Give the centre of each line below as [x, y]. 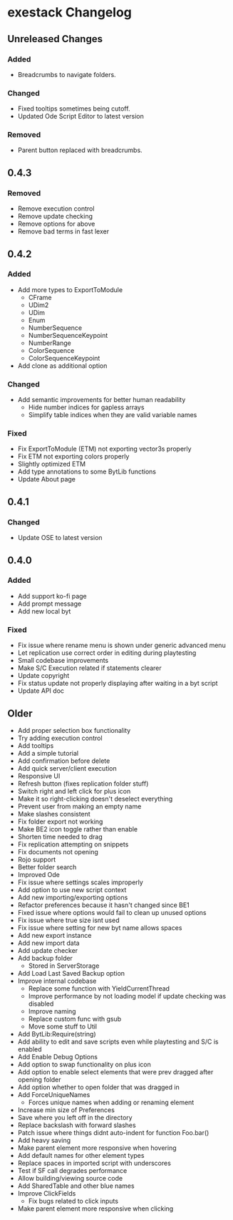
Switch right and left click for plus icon [74, 791]
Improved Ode [39, 874]
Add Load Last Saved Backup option [71, 973]
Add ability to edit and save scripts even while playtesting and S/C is [118, 1041]
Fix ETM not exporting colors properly [73, 456]
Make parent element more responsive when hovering [97, 1148]
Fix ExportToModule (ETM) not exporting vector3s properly [104, 449]
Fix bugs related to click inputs [73, 1201]
